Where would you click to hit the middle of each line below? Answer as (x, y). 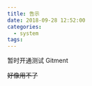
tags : (15, 40)
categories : (24, 27)
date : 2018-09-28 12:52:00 (46, 20)
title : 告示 (23, 14)
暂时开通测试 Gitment (38, 61)
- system (26, 33)
